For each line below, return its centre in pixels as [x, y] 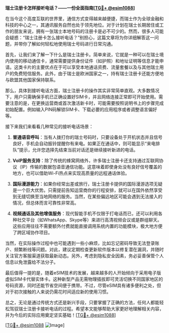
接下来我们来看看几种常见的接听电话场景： [49, 126]
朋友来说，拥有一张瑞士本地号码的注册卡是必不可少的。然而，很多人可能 [89, 31]
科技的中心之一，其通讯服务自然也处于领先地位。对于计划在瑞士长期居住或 [82, 25]
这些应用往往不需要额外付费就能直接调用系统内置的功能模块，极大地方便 [87, 226]
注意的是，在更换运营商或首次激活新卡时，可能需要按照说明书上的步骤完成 [87, 103]
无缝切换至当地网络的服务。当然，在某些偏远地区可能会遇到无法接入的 [90, 197]
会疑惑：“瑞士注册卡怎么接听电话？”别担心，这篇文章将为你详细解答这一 [80, 38]
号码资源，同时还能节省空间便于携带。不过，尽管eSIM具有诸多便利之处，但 [83, 285]
